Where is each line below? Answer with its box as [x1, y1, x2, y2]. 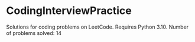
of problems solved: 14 [6, 29, 62, 36]
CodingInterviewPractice [6, 4, 132, 17]
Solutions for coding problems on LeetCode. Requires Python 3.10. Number [6, 23, 189, 30]
